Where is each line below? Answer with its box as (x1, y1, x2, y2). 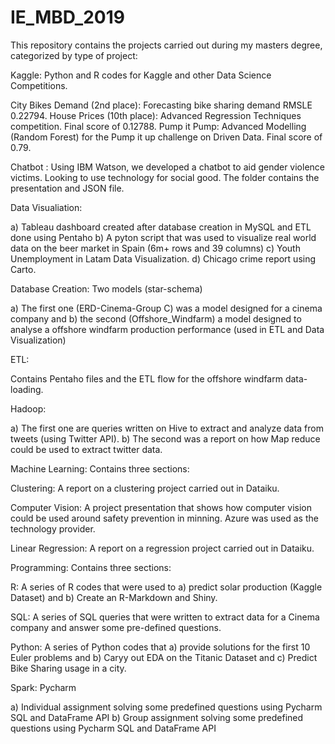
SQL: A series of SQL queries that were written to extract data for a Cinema (10, 611, 320, 623)
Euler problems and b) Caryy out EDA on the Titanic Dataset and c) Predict (10, 651, 318, 663)
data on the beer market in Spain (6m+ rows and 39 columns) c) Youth (10, 242, 301, 254)
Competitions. (10, 79, 68, 91)
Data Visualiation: (10, 201, 83, 213)
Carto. (10, 263, 37, 275)
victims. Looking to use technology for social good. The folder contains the (10, 171, 320, 183)
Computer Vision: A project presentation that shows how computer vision (10, 501, 313, 513)
